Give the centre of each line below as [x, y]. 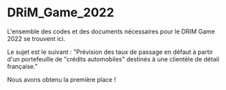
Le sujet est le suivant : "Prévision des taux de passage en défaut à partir [110, 52]
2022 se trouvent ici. [36, 38]
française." [22, 66]
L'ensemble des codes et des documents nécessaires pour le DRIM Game [111, 31]
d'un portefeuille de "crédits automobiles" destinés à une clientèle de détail [113, 59]
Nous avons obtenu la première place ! [62, 79]
